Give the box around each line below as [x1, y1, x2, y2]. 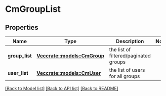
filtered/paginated [109, 52, 151, 59]
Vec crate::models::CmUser [36, 70, 101, 76]
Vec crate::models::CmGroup [36, 52, 105, 59]
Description [116, 38, 144, 45]
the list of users [109, 67, 145, 73]
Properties [5, 23, 39, 32]
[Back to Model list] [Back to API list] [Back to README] [5, 86, 119, 91]
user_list [7, 70, 29, 76]
